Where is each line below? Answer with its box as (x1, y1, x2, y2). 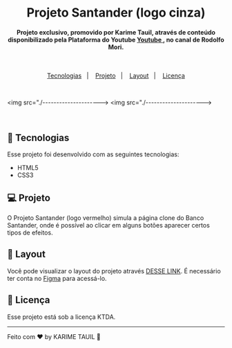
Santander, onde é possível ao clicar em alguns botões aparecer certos (7, 221, 211, 230)
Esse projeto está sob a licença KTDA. (7, 313, 116, 321)
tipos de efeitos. (7, 228, 53, 237)
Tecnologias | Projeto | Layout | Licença (47, 71, 185, 80)
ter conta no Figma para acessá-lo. (7, 274, 107, 282)
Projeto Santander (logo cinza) (26, 5, 206, 21)
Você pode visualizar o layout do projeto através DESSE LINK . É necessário (7, 266, 221, 275)
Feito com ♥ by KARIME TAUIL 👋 (7, 332, 101, 340)
